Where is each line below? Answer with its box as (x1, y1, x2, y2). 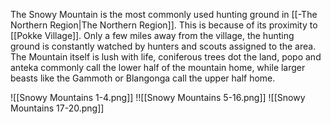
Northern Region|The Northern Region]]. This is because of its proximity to (10, 19, 318, 31)
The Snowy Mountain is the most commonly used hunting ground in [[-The (10, 9, 318, 20)
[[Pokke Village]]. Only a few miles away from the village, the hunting (10, 30, 295, 41)
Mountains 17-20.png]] (10, 102, 105, 114)
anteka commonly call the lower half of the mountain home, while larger (10, 62, 306, 73)
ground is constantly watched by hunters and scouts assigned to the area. (10, 40, 317, 52)
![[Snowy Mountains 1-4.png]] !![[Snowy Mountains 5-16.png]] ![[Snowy (10, 92, 306, 103)
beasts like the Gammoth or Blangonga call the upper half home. (10, 72, 276, 84)
